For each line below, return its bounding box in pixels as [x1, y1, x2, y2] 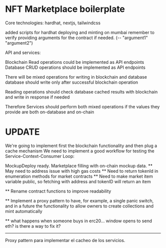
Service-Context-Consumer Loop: [5, 153, 75, 159]
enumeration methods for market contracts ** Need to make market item [5, 173, 153, 179]
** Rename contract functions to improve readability [5, 188, 111, 194]
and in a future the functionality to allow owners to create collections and [5, 203, 154, 209]
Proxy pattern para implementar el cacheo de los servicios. [5, 237, 125, 243]
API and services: [5, 50, 41, 55]
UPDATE [5, 126, 40, 138]
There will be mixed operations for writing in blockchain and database [5, 74, 147, 80]
